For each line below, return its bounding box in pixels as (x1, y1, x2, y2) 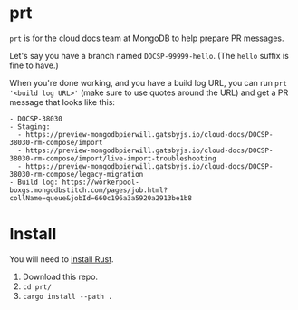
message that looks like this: (9, 96, 116, 107)
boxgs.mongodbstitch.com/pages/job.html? (9, 185, 168, 195)
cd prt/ (22, 282, 52, 292)
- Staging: (9, 121, 51, 131)
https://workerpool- (62, 178, 140, 187)
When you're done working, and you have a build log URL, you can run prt (9, 77, 288, 88)
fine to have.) (9, 60, 59, 71)
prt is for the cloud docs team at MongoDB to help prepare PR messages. (9, 33, 284, 44)
